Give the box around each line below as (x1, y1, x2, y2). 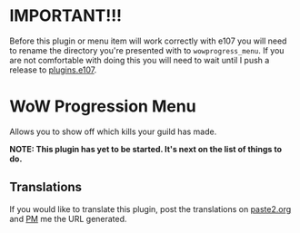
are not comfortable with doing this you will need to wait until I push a (9, 54, 270, 65)
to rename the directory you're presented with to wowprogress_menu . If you (9, 44, 285, 55)
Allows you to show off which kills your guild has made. (9, 126, 217, 137)
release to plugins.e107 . (9, 64, 97, 75)
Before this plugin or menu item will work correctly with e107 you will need (9, 35, 287, 46)
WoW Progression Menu (9, 96, 197, 117)
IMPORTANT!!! (9, 5, 123, 26)
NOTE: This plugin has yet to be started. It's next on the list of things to (9, 143, 283, 154)
